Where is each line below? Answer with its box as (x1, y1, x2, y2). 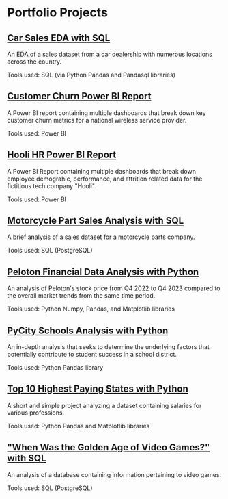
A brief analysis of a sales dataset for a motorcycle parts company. (7, 233, 196, 241)
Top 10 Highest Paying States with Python (7, 383, 189, 395)
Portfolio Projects (7, 5, 108, 21)
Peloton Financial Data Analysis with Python (7, 266, 199, 278)
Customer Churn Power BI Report (7, 90, 152, 102)
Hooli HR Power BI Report (7, 149, 117, 161)
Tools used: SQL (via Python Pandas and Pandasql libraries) (7, 71, 176, 79)
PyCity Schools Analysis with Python (7, 324, 169, 336)
